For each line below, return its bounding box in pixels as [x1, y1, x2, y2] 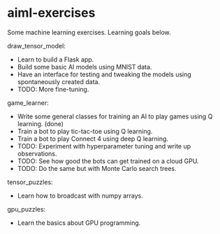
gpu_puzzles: [7, 205, 46, 213]
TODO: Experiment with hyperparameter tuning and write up [17, 142, 191, 150]
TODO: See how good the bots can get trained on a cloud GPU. [17, 156, 199, 165]
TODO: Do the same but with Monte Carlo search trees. [17, 164, 177, 172]
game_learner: [7, 98, 49, 106]
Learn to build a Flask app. [17, 55, 94, 64]
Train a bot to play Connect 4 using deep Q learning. [17, 135, 169, 143]
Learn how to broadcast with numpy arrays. [17, 191, 143, 200]
